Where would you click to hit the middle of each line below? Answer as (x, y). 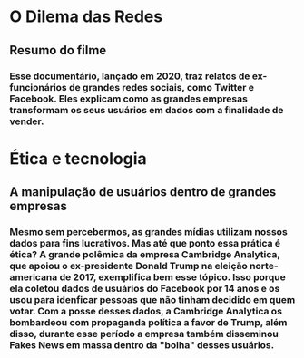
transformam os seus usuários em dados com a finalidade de (147, 110)
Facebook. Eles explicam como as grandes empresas (128, 99)
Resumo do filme (58, 50)
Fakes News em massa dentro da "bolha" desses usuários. (142, 345)
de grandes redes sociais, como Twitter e (162, 87)
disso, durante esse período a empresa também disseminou (144, 334)
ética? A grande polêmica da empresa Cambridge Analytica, (145, 254)
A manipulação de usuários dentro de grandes (143, 192)
